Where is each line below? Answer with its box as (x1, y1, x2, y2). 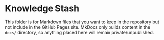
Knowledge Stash (5, 3, 80, 14)
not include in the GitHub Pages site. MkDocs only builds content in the (5, 24, 150, 30)
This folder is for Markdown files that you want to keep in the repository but (5, 19, 160, 25)
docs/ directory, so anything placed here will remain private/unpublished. (5, 29, 154, 35)
